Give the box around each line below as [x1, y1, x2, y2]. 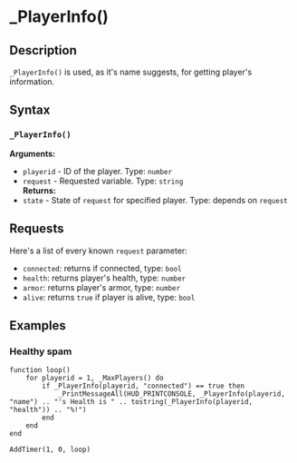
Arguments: [9, 148, 56, 159]
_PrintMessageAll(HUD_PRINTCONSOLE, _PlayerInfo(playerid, [57, 389, 285, 399]
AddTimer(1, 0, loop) [9, 445, 91, 455]
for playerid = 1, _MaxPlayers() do [25, 374, 165, 383]
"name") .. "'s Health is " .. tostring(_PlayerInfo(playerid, [9, 398, 254, 407]
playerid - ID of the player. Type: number [22, 165, 173, 176]
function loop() [9, 366, 71, 375]
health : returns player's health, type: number [22, 272, 187, 283]
